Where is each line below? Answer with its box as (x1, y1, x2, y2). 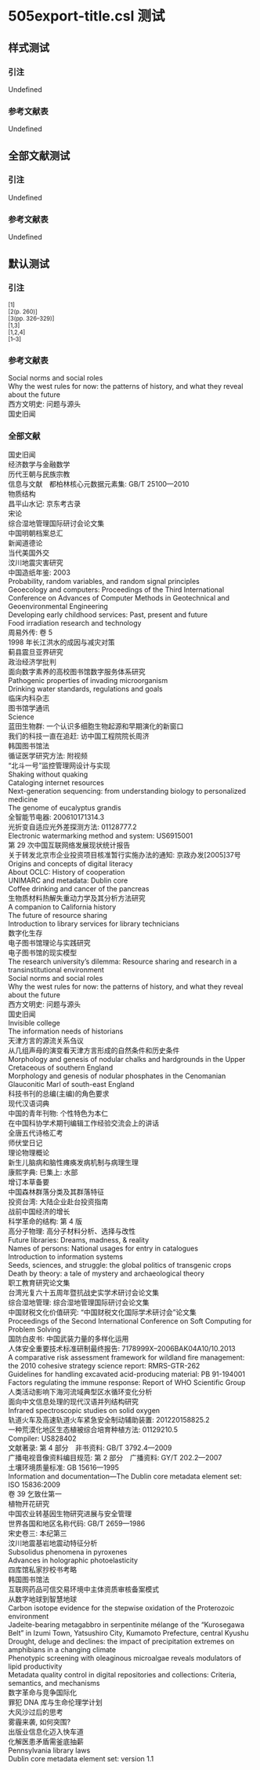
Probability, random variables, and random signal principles (8, 577, 200, 586)
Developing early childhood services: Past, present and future (8, 610, 208, 619)
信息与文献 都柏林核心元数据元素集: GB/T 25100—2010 (8, 479, 190, 489)
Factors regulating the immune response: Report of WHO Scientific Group (8, 1378, 246, 1387)
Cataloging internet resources (8, 778, 104, 788)
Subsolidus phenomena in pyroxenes (8, 1548, 128, 1557)
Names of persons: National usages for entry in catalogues (8, 1243, 198, 1254)
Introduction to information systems (8, 1252, 124, 1261)
